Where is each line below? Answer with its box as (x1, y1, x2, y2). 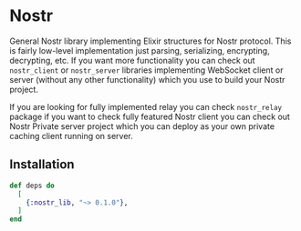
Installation (9, 156, 75, 173)
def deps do (9, 181, 55, 190)
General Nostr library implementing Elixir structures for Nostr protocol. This (9, 35, 292, 46)
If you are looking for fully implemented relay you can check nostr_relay (9, 101, 283, 112)
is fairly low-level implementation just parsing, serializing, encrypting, (9, 45, 271, 55)
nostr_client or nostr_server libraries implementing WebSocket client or (9, 65, 284, 75)
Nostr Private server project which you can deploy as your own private (9, 120, 275, 132)
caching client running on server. (9, 130, 134, 141)
